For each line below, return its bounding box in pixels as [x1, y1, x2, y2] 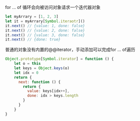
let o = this [14, 61, 41, 66]
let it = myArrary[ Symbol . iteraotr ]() [5, 19, 85, 24]
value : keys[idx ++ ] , [27, 88, 70, 94]
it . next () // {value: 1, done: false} [5, 23, 85, 28]
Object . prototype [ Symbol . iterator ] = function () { [5, 56, 114, 62]
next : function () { [18, 80, 61, 84]
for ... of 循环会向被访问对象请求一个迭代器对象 [5, 4, 100, 10]
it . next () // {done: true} [5, 37, 61, 42]
